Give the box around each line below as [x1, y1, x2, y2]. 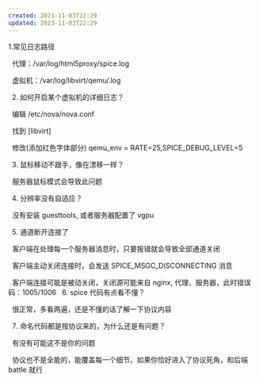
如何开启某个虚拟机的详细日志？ [19, 92, 124, 101]
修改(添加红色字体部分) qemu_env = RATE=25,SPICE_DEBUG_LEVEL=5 [11, 143, 243, 152]
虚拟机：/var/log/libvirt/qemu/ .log [11, 75, 121, 85]
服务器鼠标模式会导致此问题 [11, 176, 103, 186]
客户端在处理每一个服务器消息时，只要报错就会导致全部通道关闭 [11, 243, 220, 254]
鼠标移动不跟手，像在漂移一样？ [19, 159, 124, 169]
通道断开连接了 [19, 227, 69, 236]
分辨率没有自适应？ [19, 193, 83, 203]
